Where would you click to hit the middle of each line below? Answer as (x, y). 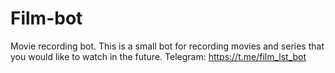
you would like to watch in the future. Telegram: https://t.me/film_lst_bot (158, 56)
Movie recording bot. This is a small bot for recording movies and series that (167, 46)
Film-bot (46, 18)
